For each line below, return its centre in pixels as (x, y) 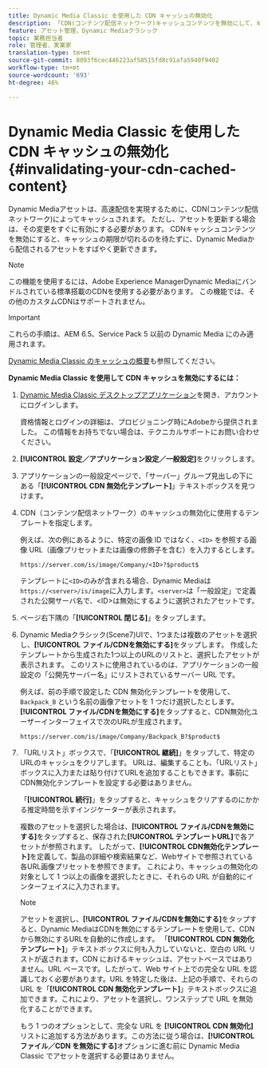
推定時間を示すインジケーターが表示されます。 (104, 810)
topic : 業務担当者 (36, 38)
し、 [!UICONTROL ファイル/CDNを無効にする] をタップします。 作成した (139, 645)
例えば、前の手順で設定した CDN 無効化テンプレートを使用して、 (127, 691)
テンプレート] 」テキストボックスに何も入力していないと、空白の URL (133, 949)
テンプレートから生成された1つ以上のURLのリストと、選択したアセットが (140, 655)
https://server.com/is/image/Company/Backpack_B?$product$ (120, 737)
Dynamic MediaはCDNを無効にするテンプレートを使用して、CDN (148, 929)
